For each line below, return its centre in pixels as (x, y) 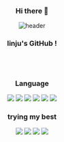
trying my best (32, 117)
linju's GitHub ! (32, 44)
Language (32, 83)
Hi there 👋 (32, 11)
